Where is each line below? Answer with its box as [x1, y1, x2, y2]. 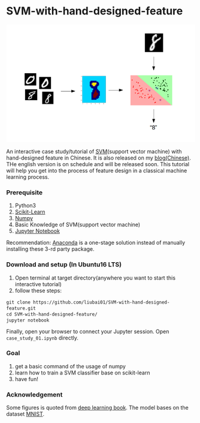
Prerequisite [6, 188, 43, 196]
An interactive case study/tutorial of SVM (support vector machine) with [6, 148, 182, 155]
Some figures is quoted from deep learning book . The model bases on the [6, 404, 189, 412]
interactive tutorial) [14, 280, 62, 287]
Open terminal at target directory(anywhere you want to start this [14, 274, 175, 281]
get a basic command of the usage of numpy [14, 362, 126, 370]
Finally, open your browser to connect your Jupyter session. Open [6, 328, 169, 335]
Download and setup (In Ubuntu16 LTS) [6, 260, 122, 269]
